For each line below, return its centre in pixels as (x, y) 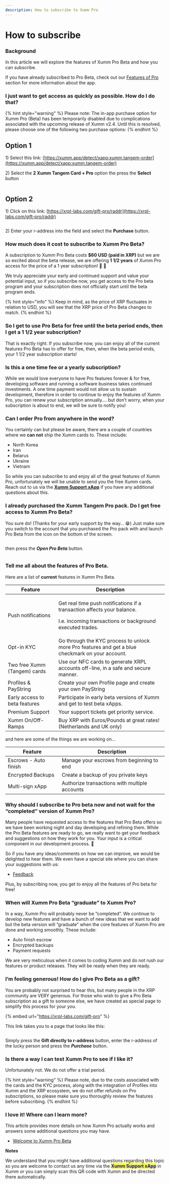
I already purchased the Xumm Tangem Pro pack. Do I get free (83, 506)
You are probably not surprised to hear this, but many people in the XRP (80, 990)
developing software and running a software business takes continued (79, 383)
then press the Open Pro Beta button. (44, 548)
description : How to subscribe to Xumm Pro (52, 10)
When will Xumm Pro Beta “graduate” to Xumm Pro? (71, 903)
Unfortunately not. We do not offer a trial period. (55, 1070)
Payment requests (31, 951)
